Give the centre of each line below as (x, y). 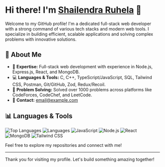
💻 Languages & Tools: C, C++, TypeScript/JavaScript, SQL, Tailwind (82, 77)
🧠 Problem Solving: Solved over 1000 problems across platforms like (82, 89)
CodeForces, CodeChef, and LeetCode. (52, 95)
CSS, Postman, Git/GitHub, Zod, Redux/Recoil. (59, 84)
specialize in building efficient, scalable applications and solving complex (79, 34)
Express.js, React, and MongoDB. (46, 72)
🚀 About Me (23, 55)
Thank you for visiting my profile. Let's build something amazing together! (80, 159)
